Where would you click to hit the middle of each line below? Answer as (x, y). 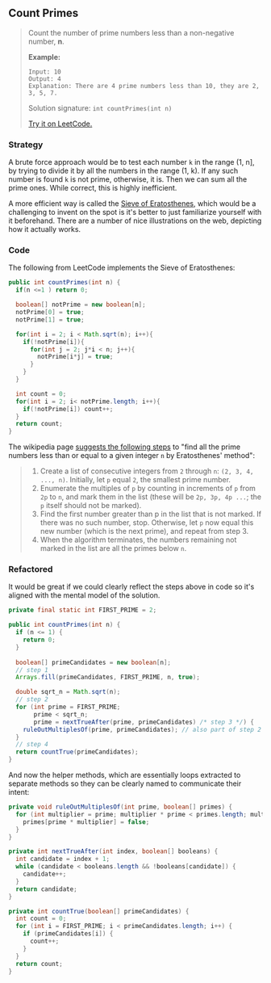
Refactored (31, 569)
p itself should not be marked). (91, 506)
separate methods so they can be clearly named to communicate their (125, 783)
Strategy (26, 145)
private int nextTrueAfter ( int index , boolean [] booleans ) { (113, 851)
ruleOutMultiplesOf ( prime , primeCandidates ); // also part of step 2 (142, 729)
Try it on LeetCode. (60, 124)
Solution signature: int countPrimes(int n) (100, 107)
